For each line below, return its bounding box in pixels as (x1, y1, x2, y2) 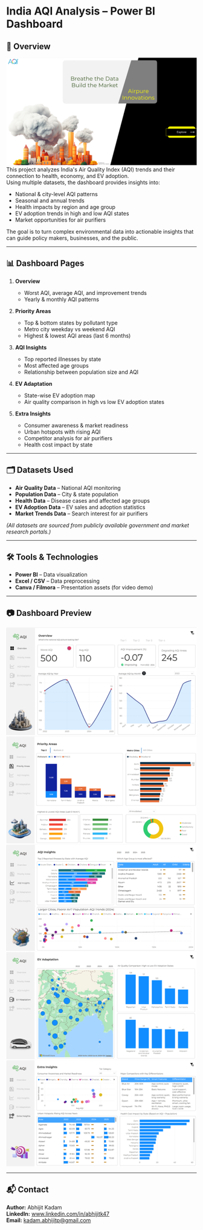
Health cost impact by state (24, 441, 93, 448)
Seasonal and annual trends (14, 197, 85, 204)
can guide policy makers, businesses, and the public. (6, 234, 138, 242)
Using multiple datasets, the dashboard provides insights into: (6, 179, 160, 186)
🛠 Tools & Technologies (6, 552, 98, 562)
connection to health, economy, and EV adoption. (6, 172, 129, 179)
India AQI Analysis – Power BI (6, 4, 156, 18)
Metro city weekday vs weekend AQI (24, 325, 116, 332)
